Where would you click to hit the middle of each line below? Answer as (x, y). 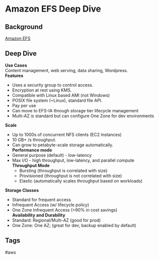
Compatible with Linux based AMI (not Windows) (61, 95)
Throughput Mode (31, 165)
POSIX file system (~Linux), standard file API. (57, 100)
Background (24, 27)
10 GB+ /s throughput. (34, 139)
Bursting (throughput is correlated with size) (63, 170)
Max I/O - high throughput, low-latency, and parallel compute (73, 160)
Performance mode (32, 150)
